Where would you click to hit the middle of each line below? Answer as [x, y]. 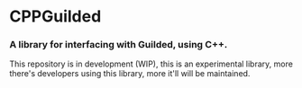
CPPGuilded [55, 17]
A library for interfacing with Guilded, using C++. [119, 45]
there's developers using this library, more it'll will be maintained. [130, 74]
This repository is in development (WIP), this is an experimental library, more [151, 64]
